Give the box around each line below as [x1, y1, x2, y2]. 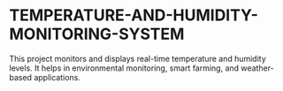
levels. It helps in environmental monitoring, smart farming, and [9, 63, 240, 73]
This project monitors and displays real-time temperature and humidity [9, 53, 267, 64]
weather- [241, 63, 274, 73]
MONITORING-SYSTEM [9, 24, 185, 44]
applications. [34, 72, 81, 82]
